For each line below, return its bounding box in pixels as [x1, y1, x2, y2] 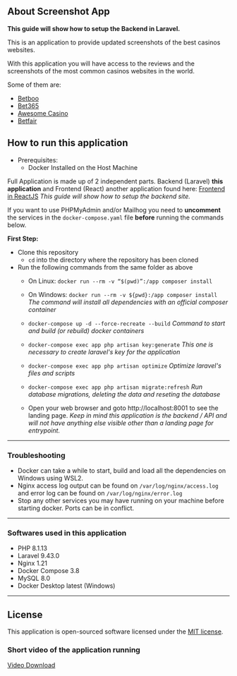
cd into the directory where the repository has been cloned [28, 255, 199, 264]
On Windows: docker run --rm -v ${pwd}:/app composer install [28, 290, 217, 298]
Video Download [7, 661, 56, 670]
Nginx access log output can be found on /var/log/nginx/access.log [17, 481, 219, 490]
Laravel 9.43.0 [17, 552, 60, 560]
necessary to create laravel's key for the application [28, 347, 181, 356]
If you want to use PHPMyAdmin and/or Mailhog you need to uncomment [7, 205, 221, 214]
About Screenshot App [7, 6, 111, 18]
